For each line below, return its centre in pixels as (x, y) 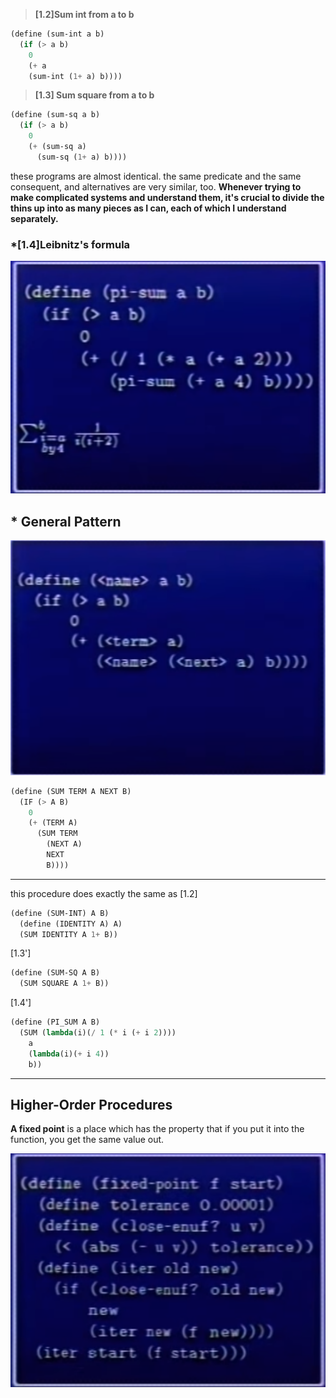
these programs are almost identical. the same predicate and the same (156, 176)
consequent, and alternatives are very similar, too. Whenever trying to (156, 186)
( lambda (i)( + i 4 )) (69, 1054)
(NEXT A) (64, 844)
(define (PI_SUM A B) (55, 1022)
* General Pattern (66, 521)
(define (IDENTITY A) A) (71, 924)
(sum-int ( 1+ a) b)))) (75, 76)
